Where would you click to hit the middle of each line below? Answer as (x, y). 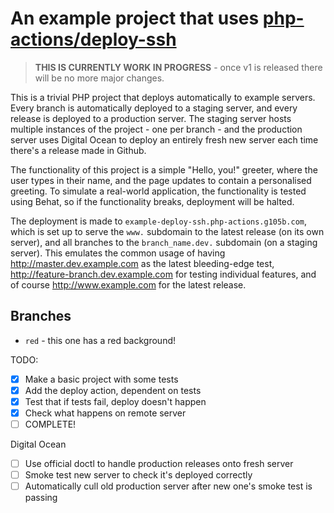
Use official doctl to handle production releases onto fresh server (159, 464)
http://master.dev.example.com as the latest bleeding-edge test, (142, 263)
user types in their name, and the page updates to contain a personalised (161, 180)
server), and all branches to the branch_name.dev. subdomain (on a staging (164, 242)
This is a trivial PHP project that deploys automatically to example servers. (163, 97)
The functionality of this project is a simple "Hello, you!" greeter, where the (164, 169)
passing (41, 498)
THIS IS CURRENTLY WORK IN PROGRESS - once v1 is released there (178, 67)
